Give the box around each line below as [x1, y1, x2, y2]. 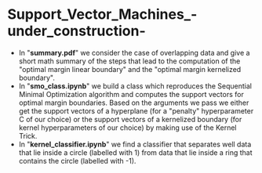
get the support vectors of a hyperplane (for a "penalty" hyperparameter [18, 106, 254, 115]
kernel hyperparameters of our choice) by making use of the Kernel [18, 123, 237, 132]
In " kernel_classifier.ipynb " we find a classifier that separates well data [18, 139, 252, 149]
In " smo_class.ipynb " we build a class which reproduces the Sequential [18, 81, 253, 91]
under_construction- [7, 22, 146, 40]
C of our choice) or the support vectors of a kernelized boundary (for [18, 114, 242, 124]
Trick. [18, 131, 38, 140]
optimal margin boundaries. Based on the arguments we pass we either [18, 98, 249, 107]
